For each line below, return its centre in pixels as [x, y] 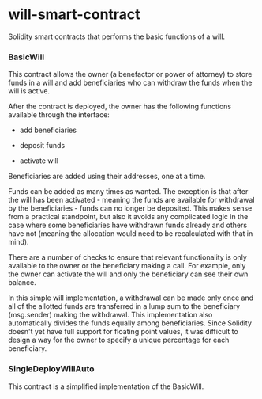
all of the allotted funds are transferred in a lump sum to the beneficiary [124, 306]
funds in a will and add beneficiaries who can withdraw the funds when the [130, 83]
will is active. [29, 91]
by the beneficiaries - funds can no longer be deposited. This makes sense [130, 208]
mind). [19, 242]
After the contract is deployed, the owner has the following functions [120, 106]
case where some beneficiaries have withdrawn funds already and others [127, 225]
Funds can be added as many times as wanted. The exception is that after [128, 192]
